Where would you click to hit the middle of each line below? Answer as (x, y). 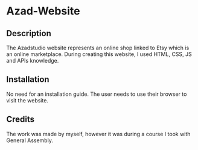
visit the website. (27, 100)
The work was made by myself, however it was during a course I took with (98, 134)
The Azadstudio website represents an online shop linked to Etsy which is (98, 48)
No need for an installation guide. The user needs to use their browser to (97, 94)
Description (29, 33)
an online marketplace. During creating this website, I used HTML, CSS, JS (99, 54)
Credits (21, 120)
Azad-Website (43, 11)
